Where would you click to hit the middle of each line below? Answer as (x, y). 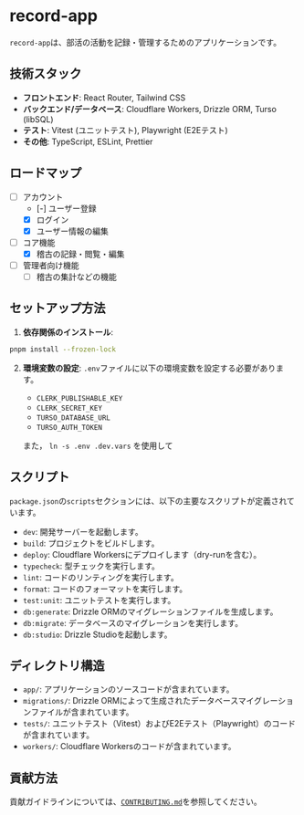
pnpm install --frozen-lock (63, 349)
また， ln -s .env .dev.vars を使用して (98, 445)
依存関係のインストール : (68, 332)
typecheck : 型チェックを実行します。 (91, 566)
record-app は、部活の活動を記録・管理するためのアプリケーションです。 (145, 42)
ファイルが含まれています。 (82, 712)
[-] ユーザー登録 (66, 208)
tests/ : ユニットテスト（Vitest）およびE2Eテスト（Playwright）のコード (159, 724)
